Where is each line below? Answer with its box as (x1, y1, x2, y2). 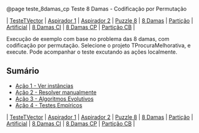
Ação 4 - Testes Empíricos (15, 101, 83, 109)
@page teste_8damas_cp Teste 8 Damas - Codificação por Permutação (6, 5, 187, 12)
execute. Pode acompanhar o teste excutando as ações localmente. (6, 48, 178, 56)
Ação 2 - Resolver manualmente (15, 88, 97, 96)
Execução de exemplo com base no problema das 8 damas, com (6, 35, 170, 42)
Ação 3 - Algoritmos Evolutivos (15, 95, 94, 102)
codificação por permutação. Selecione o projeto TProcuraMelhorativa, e (6, 42, 191, 49)
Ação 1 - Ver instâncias (15, 82, 73, 89)
